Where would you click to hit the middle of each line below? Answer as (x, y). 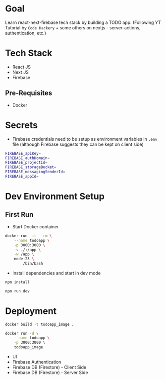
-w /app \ (24, 254)
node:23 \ (24, 259)
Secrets (22, 125)
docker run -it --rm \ (28, 236)
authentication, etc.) (26, 33)
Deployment (31, 311)
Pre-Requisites (29, 93)
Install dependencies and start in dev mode (56, 273)
